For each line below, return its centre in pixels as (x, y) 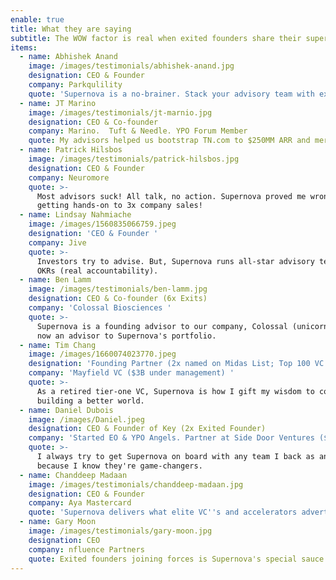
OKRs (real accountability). (97, 271)
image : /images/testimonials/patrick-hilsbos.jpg (134, 159)
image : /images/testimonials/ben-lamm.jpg (118, 289)
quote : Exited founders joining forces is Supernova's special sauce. (178, 559)
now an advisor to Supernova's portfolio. (126, 336)
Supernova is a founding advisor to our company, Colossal (162, 326)
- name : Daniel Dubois (66, 410)
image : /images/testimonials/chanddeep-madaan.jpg (136, 484)
